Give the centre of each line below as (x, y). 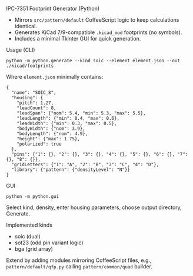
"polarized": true (39, 144)
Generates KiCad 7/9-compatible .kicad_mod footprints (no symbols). (98, 32)
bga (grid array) (34, 249)
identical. (26, 26)
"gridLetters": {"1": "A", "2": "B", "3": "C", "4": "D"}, (85, 164)
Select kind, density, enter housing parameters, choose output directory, (94, 207)
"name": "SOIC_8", (34, 93)
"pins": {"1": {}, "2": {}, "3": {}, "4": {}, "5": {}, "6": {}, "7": (100, 154)
